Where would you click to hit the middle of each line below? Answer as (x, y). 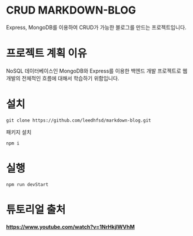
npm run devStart (27, 184)
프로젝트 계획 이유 (46, 53)
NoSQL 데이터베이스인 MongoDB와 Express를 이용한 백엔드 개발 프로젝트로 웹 (97, 71)
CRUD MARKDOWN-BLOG (71, 10)
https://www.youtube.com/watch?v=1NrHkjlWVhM (71, 227)
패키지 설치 (19, 132)
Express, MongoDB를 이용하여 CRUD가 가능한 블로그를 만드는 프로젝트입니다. (96, 27)
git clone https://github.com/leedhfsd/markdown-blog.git (79, 120)
